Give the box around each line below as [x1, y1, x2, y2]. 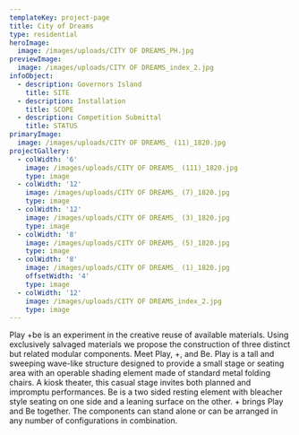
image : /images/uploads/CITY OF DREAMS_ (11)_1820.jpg [17, 138, 226, 147]
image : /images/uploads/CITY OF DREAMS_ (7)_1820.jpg [25, 188, 230, 197]
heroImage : [9, 38, 50, 48]
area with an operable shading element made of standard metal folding [9, 368, 271, 378]
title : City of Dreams [9, 22, 94, 30]
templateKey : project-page [9, 13, 110, 22]
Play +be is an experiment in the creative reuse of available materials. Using [9, 329, 289, 341]
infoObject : [9, 72, 54, 81]
